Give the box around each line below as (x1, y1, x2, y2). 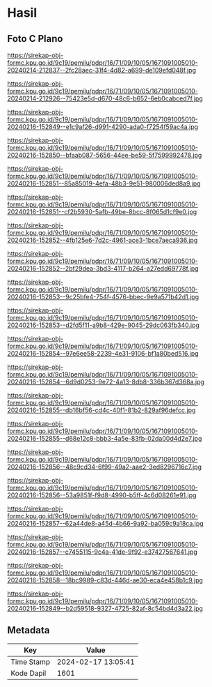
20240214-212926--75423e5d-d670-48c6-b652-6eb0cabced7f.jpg (7, 94, 203, 103)
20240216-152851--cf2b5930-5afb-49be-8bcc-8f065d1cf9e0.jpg (7, 208, 197, 216)
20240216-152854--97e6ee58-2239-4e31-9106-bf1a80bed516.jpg (7, 349, 199, 357)
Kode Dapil (10, 668, 47, 678)
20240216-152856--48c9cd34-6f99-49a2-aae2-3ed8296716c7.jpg (7, 462, 202, 471)
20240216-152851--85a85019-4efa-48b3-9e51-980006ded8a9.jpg (7, 179, 201, 188)
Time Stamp (10, 657, 51, 667)
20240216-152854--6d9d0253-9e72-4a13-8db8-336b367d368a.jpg (7, 378, 205, 386)
